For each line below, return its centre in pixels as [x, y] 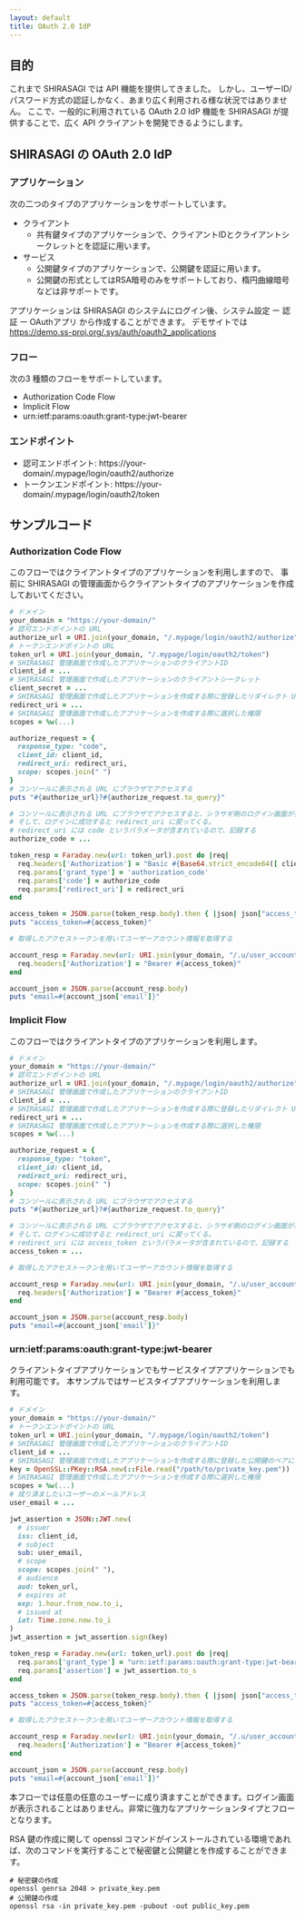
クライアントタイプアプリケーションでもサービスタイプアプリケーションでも [152, 1370]
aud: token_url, [48, 1586]
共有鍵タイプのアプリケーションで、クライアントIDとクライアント [159, 234]
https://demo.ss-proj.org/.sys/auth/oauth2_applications [113, 332]
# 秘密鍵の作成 [34, 1880]
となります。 [33, 1819]
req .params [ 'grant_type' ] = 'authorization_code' [113, 872]
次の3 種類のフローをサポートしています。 [88, 379]
